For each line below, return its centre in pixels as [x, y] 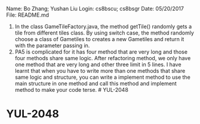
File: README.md [28, 15]
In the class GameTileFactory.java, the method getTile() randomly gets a [103, 27]
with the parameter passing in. [52, 45]
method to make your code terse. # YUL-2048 [71, 90]
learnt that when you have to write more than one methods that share [100, 71]
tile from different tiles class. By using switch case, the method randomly [104, 33]
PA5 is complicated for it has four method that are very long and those [101, 52]
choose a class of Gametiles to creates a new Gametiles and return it [99, 39]
